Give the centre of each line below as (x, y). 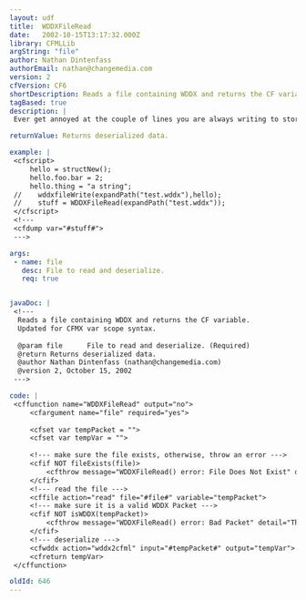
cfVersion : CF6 (38, 86)
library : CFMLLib (42, 43)
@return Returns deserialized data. (87, 354)
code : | (24, 396)
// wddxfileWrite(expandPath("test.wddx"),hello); (117, 195)
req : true (40, 279)
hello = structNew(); (71, 169)
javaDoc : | (30, 303)
